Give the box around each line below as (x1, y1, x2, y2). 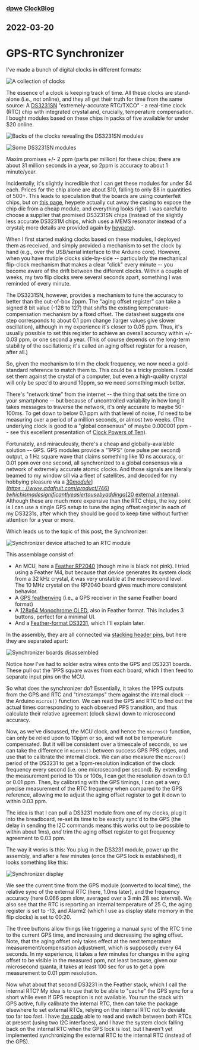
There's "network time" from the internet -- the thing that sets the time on (6, 391, 187, 398)
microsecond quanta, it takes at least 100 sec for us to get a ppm (6, 963, 165, 970)
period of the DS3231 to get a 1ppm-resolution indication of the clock (6, 760, 175, 767)
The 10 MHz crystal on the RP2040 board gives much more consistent (14, 581, 187, 589)
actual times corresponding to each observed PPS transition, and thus (6, 704, 178, 711)
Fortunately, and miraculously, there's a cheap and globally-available (6, 440, 175, 448)
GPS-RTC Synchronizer (6, 47, 125, 60)
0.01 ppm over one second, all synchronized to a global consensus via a (6, 459, 182, 466)
